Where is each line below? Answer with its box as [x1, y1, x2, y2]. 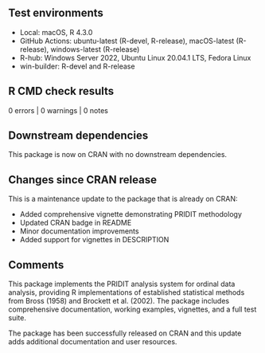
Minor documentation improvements [19, 226, 139, 236]
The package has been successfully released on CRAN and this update [8, 328, 242, 338]
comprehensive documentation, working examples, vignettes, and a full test [8, 304, 257, 314]
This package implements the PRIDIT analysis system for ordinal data [8, 279, 236, 289]
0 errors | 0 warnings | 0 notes [8, 105, 109, 115]
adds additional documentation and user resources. [8, 337, 177, 347]
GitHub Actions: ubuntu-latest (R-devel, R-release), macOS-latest [19, 36, 235, 45]
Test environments [8, 6, 103, 20]
